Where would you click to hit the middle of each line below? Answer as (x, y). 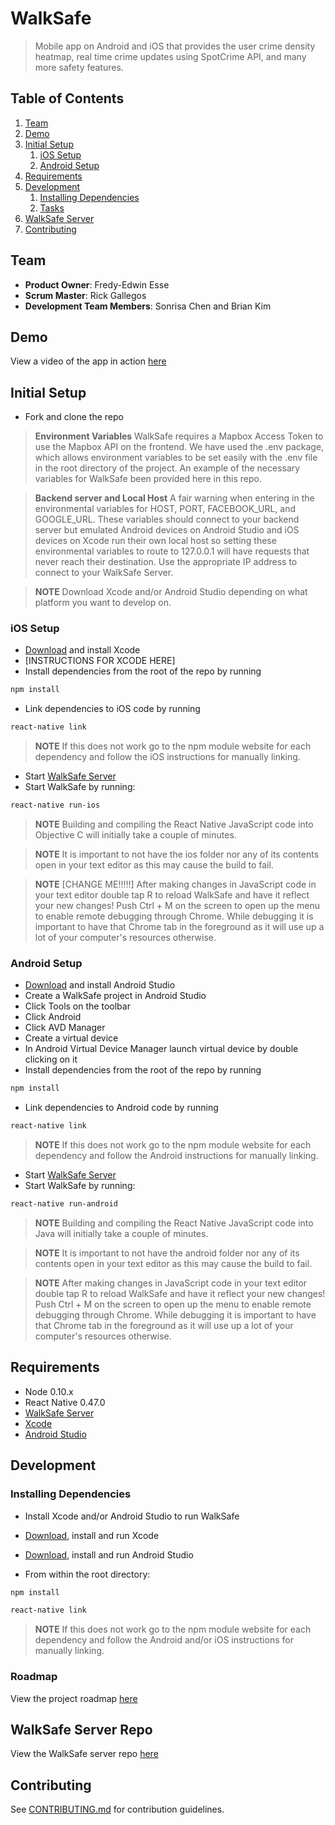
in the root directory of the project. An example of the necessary (167, 468)
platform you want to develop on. (103, 603)
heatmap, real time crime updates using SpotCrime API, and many (170, 56)
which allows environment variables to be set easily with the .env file (176, 458)
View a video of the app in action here (88, 361)
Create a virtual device (71, 1038)
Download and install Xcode (82, 650)
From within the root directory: (87, 1574)
